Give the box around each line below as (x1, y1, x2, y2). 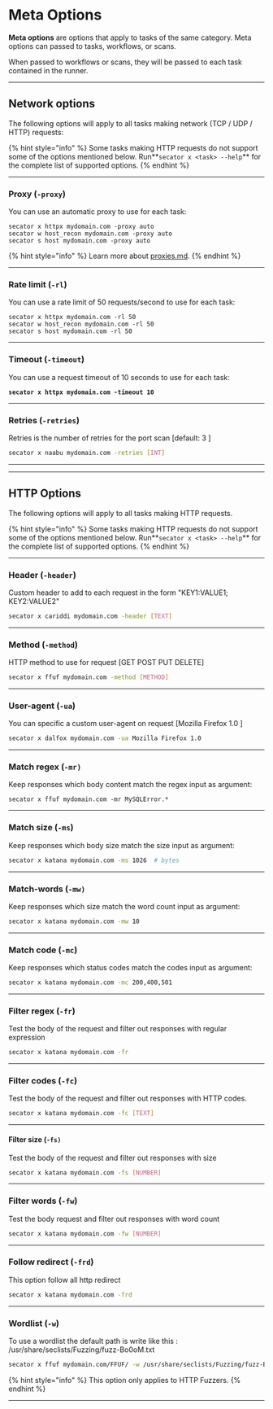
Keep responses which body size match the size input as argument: (8, 840, 235, 850)
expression (8, 1032, 46, 1043)
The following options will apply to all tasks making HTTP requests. (8, 508, 233, 518)
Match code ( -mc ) (8, 944, 78, 956)
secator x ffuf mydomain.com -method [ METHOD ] (8, 673, 169, 681)
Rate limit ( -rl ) (8, 278, 67, 290)
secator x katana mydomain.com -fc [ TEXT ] (8, 1109, 154, 1118)
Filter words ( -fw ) (8, 1195, 78, 1206)
